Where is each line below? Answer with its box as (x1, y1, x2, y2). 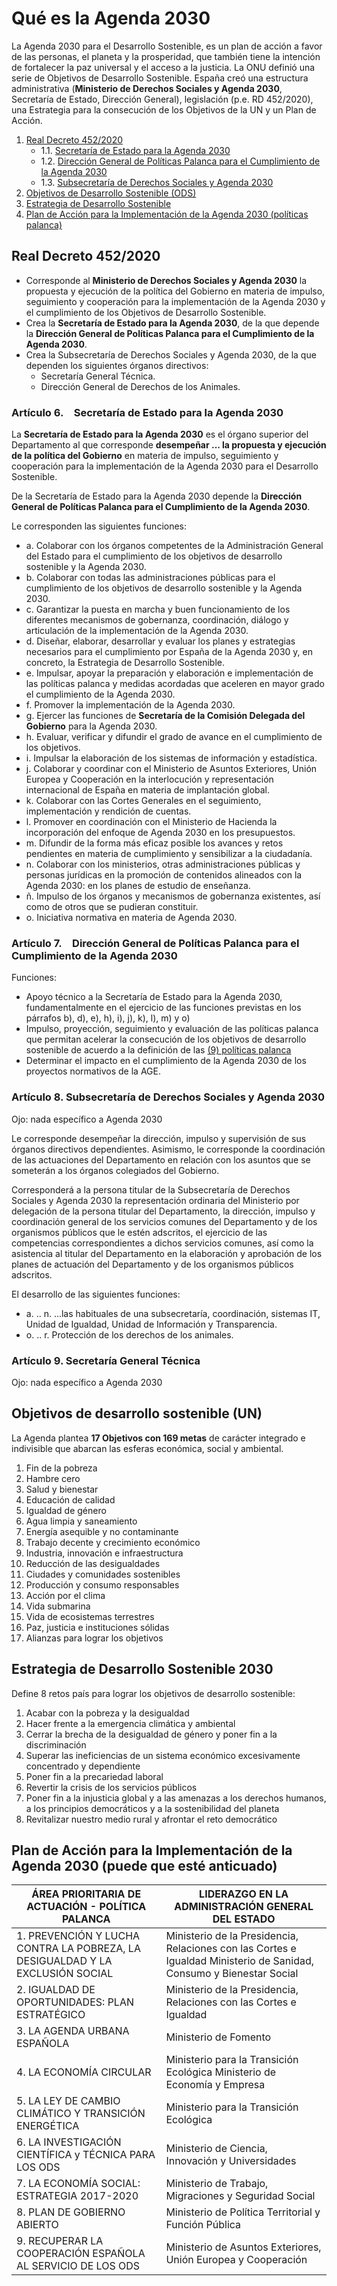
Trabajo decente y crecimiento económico (25, 1536, 201, 1548)
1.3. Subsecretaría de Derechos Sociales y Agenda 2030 (40, 176, 274, 188)
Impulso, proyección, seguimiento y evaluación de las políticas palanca (25, 1023, 319, 1035)
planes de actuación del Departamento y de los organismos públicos (11, 1258, 294, 1270)
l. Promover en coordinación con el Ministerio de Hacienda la (25, 816, 278, 828)
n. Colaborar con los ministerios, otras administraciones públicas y (25, 858, 301, 871)
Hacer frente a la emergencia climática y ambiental (25, 1717, 236, 1729)
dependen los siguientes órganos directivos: (25, 359, 209, 371)
